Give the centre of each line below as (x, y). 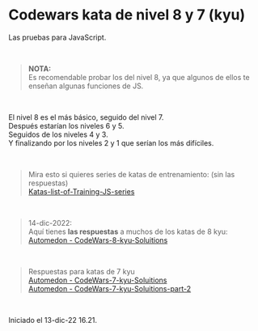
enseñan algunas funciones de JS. (86, 86)
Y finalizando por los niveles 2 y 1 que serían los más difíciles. (111, 142)
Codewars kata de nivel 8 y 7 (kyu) (127, 15)
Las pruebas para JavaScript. (57, 37)
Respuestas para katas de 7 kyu (81, 271)
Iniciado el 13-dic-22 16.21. (53, 320)
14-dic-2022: (50, 223)
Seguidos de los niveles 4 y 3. (58, 134)
